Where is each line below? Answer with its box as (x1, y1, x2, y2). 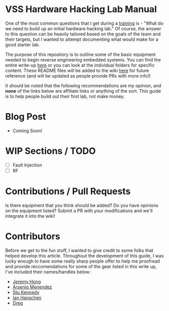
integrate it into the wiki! (5, 213, 55, 219)
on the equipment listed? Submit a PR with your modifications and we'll (5, 208, 153, 214)
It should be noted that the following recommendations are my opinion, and (5, 82, 161, 89)
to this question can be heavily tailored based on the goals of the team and (5, 31, 161, 37)
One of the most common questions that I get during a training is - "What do (5, 20, 164, 26)
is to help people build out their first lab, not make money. (5, 93, 125, 99)
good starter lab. (5, 41, 40, 47)
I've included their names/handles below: (5, 269, 91, 275)
